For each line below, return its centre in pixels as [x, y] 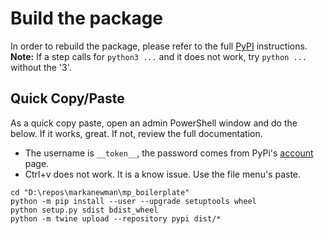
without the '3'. [41, 67]
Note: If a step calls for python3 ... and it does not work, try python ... [158, 56]
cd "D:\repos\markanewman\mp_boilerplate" [100, 192]
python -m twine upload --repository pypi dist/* [116, 218]
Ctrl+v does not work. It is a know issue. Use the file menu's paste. [163, 174]
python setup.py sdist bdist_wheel [84, 210]
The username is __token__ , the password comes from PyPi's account [169, 153]
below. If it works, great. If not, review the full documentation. [136, 133]
